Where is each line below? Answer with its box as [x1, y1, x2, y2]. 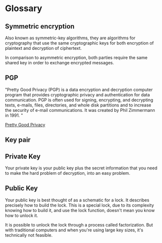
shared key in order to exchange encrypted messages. [5, 60, 114, 65]
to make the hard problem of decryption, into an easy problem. [5, 170, 130, 176]
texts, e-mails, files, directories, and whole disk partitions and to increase [5, 102, 151, 108]
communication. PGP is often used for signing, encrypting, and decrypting [5, 97, 154, 103]
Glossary [5, 3, 43, 14]
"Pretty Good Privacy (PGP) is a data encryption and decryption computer [5, 87, 153, 92]
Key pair [5, 136, 31, 144]
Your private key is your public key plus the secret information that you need [5, 165, 158, 171]
